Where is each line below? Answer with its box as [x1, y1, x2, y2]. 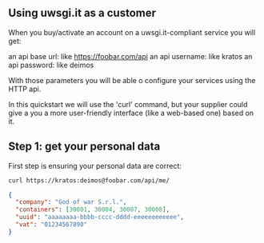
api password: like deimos [8, 60, 94, 70]
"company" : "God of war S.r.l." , [15, 198, 127, 206]
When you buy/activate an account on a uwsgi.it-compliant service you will [8, 27, 256, 37]
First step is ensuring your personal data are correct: [8, 161, 182, 170]
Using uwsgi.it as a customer [8, 6, 157, 20]
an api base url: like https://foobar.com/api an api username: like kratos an [8, 51, 253, 61]
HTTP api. [8, 84, 42, 94]
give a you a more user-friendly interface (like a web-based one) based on [8, 108, 254, 118]
